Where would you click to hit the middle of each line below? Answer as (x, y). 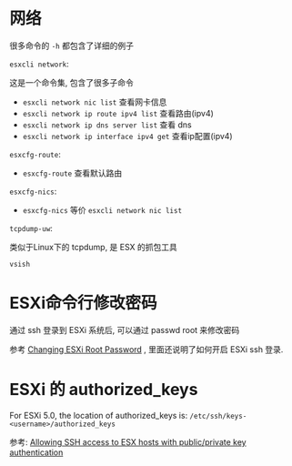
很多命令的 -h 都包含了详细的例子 (72, 46)
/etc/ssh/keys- (218, 416)
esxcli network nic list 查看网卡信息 (95, 102)
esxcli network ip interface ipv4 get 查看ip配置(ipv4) (128, 136)
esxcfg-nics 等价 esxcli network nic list (102, 209)
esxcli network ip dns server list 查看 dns (107, 125)
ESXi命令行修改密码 (83, 304)
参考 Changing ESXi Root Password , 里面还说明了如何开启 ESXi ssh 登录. (146, 349)
